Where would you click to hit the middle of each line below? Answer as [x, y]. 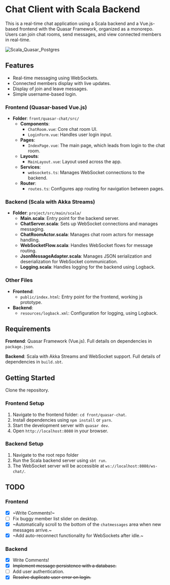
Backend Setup [25, 444]
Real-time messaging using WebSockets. [56, 78]
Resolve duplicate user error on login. [52, 577]
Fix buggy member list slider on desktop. [55, 518]
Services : [30, 167]
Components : [35, 124]
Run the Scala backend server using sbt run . [60, 460]
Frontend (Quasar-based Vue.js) [46, 107]
